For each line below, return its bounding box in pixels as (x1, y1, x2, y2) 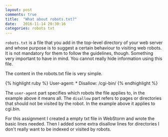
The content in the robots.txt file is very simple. (5, 70, 102, 76)
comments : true (5, 12, 37, 17)
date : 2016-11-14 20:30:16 (5, 21, 66, 26)
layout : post (5, 7, 32, 12)
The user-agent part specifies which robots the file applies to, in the (5, 90, 145, 96)
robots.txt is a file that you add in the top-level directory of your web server (5, 39, 163, 45)
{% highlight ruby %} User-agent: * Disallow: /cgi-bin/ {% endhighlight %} (5, 80, 158, 86)
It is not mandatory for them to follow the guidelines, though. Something (5, 50, 153, 56)
